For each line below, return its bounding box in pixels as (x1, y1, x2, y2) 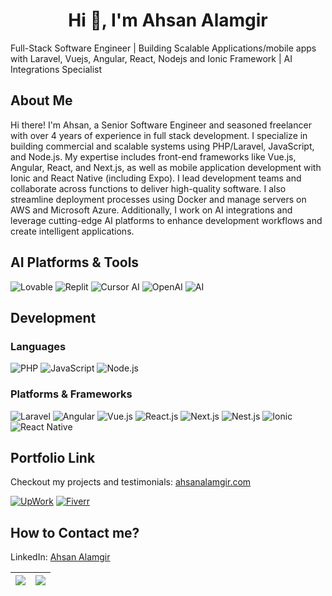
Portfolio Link (10, 449, 96, 466)
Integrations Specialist (10, 63, 103, 75)
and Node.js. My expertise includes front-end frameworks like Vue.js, (10, 150, 297, 163)
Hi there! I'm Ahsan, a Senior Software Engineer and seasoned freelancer (10, 119, 312, 131)
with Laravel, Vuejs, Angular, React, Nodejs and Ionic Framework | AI (10, 52, 293, 64)
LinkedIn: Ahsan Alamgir (10, 551, 111, 563)
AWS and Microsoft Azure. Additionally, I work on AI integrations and (10, 204, 293, 216)
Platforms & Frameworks (10, 387, 133, 401)
